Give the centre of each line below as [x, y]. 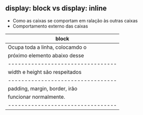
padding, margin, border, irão [43, 89]
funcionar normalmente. [36, 97]
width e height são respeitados [45, 72]
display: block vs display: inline [56, 8]
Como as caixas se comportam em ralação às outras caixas [75, 20]
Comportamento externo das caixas [50, 26]
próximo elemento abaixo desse [46, 55]
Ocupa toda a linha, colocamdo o [47, 47]
